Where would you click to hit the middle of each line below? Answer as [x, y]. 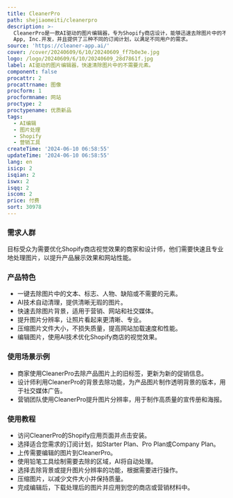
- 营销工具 [27, 143]
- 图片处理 [27, 130]
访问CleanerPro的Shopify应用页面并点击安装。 [84, 436]
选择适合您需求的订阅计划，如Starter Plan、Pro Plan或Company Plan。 [118, 444]
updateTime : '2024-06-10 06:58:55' [59, 156]
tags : [15, 117]
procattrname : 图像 [34, 85]
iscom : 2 [20, 194]
